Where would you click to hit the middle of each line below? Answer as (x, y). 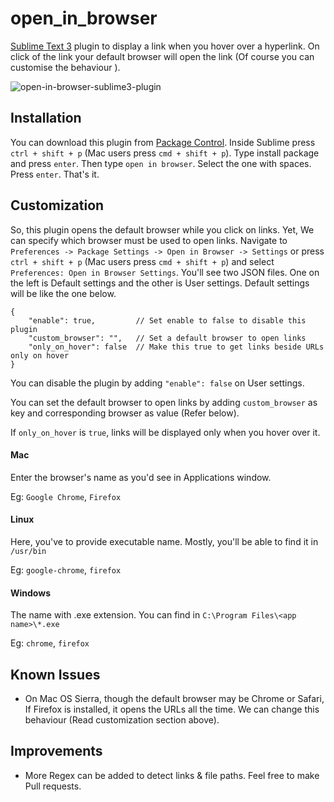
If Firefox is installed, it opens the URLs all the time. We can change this (172, 709)
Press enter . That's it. (55, 174)
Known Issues (55, 674)
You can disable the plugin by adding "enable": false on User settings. (157, 383)
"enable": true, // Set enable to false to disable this (167, 320)
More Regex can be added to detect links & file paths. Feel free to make (172, 775)
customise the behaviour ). (65, 67)
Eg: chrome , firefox (50, 643)
